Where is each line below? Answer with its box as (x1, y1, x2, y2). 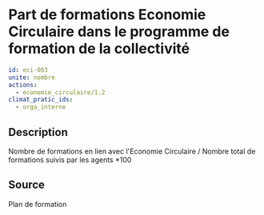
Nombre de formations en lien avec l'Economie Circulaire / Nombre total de (8, 146, 256, 156)
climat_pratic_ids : (8, 96, 74, 104)
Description (8, 125, 68, 139)
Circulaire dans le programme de (8, 22, 230, 41)
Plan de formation (8, 199, 67, 209)
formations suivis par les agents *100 (8, 155, 132, 165)
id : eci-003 (8, 66, 48, 74)
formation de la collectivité (8, 40, 190, 58)
